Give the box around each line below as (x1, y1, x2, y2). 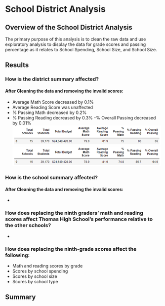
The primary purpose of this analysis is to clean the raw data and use (5, 36, 146, 42)
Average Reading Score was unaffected (12, 104, 93, 110)
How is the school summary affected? (5, 174, 98, 181)
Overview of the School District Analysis (5, 23, 132, 32)
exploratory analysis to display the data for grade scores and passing (5, 41, 146, 47)
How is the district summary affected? (5, 76, 99, 82)
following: (5, 252, 30, 259)
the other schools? (5, 222, 51, 229)
